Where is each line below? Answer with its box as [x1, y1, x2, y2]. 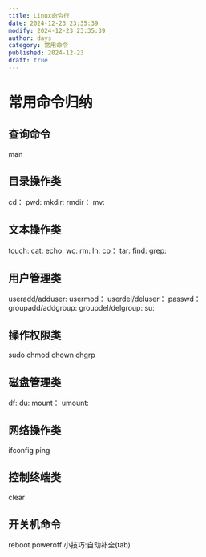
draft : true [8, 57, 48, 65]
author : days [8, 34, 52, 42]
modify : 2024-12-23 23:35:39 [8, 26, 106, 34]
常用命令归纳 [8, 94, 94, 112]
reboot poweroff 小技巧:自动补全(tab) [8, 540, 131, 550]
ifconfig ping [8, 445, 50, 455]
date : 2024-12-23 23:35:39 [8, 19, 99, 27]
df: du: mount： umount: [8, 398, 90, 407]
